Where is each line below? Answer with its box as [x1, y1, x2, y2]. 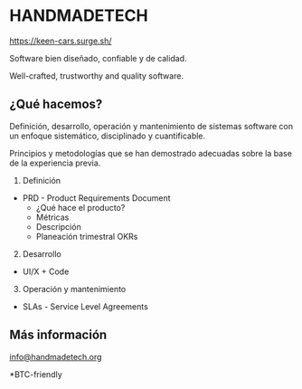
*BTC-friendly [9, 368, 62, 380]
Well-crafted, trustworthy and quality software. [9, 70, 184, 81]
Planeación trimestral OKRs [35, 231, 138, 242]
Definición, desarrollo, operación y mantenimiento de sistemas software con [9, 120, 294, 131]
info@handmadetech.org [9, 351, 102, 362]
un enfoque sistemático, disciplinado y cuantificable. [9, 130, 206, 141]
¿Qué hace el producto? [35, 202, 126, 213]
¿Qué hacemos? [9, 97, 103, 112]
